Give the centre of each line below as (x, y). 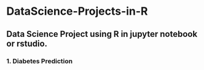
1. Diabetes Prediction (39, 61)
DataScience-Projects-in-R (77, 11)
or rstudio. (27, 43)
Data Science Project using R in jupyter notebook (102, 34)
